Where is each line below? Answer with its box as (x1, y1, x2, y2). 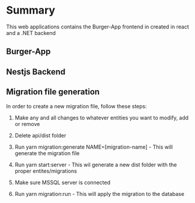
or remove (14, 120, 40, 127)
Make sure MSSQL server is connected (14, 179, 111, 186)
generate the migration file (14, 149, 80, 157)
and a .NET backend (6, 29, 56, 36)
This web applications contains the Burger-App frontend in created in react (6, 23, 189, 30)
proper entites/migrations (14, 167, 77, 175)
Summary (6, 4, 55, 17)
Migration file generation (6, 87, 100, 97)
